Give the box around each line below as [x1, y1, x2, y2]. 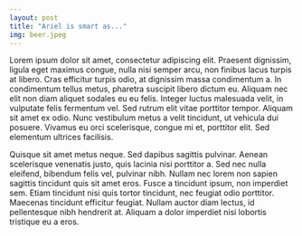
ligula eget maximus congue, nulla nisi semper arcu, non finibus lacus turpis [9, 64, 292, 75]
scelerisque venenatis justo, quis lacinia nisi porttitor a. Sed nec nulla [9, 159, 267, 170]
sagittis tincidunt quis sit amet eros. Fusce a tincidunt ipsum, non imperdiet [9, 178, 288, 189]
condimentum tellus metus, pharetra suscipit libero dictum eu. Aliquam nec [9, 83, 288, 95]
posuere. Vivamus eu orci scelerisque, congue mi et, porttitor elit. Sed [9, 122, 270, 133]
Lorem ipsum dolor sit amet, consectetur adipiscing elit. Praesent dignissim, [9, 55, 292, 66]
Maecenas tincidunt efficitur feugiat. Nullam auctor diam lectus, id [9, 197, 255, 208]
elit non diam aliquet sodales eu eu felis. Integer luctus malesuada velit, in [9, 93, 284, 104]
